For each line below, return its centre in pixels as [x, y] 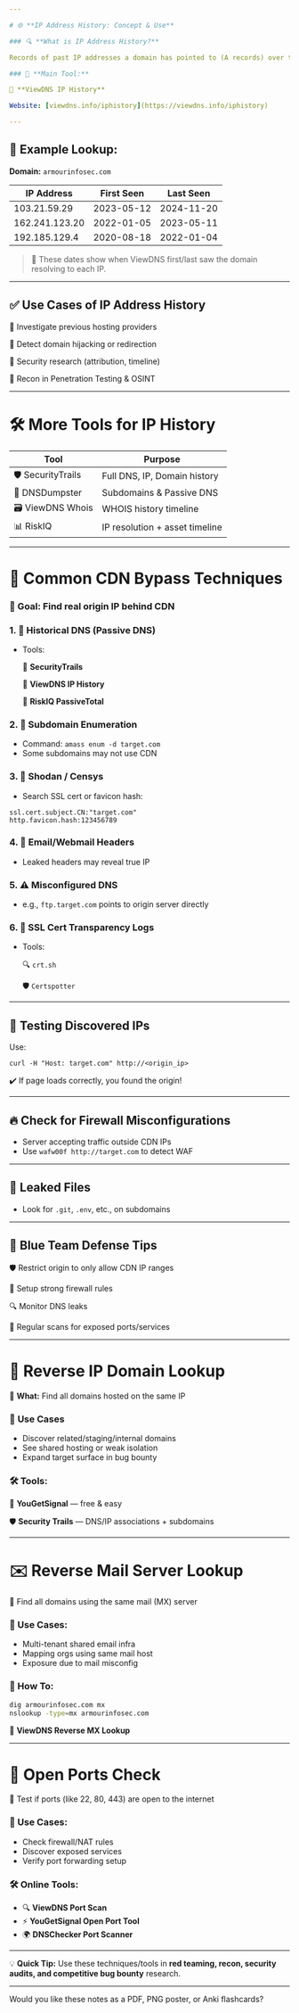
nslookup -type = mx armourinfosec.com [79, 1713]
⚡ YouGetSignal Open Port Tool [81, 1921]
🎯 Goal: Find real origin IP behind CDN [92, 606]
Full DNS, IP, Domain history [160, 476]
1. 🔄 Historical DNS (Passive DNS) [82, 630]
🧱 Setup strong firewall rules [61, 1288]
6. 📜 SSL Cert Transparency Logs [82, 928]
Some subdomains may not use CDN [89, 754]
